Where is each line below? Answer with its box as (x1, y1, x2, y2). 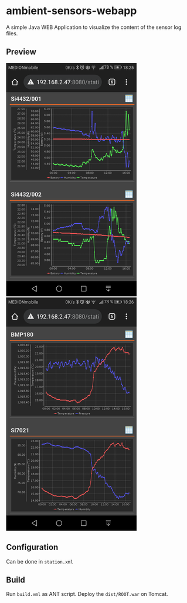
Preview (6, 47, 37, 57)
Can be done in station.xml (6, 558, 73, 565)
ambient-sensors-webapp (6, 4, 137, 18)
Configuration (6, 542, 59, 552)
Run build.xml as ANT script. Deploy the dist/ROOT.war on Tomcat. (6, 591, 168, 598)
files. (6, 29, 18, 37)
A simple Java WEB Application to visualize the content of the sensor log (6, 24, 182, 31)
